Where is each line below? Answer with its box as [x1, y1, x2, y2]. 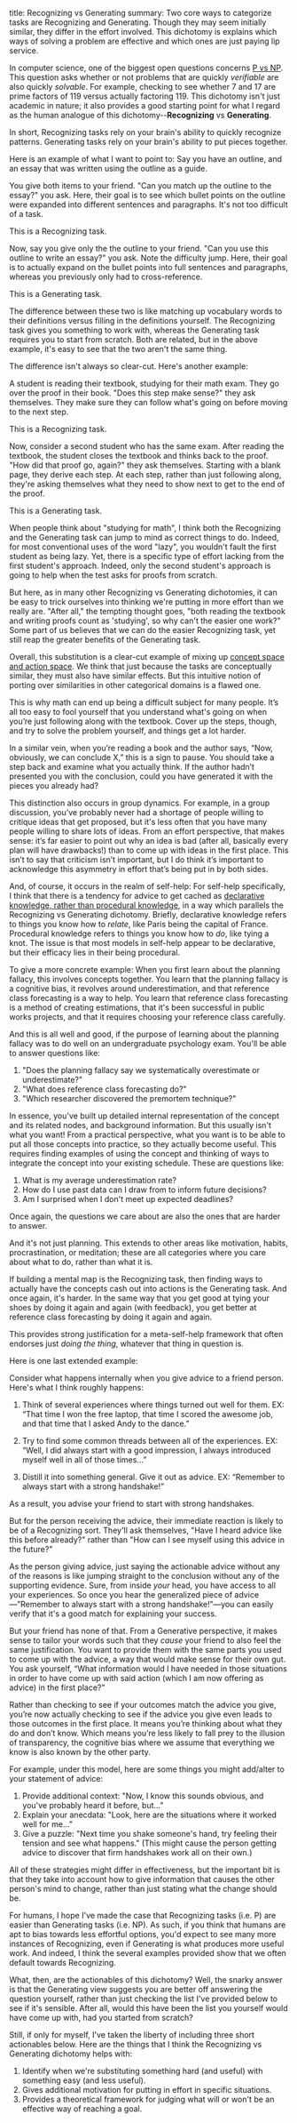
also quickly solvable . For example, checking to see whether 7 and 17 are [9, 82, 277, 92]
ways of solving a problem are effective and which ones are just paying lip [9, 36, 281, 46]
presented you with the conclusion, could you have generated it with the [9, 771, 273, 781]
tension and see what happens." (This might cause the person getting [21, 1838, 277, 1848]
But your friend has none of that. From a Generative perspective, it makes [9, 1626, 277, 1636]
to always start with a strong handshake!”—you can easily [61, 1599, 274, 1609]
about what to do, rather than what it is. [9, 1257, 153, 1267]
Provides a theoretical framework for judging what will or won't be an [21, 2094, 275, 2104]
